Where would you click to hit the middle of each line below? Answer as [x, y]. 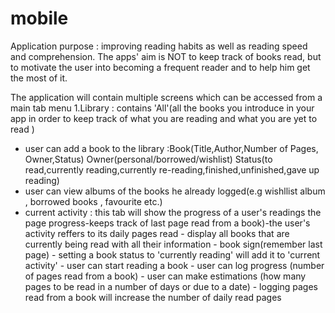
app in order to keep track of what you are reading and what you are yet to [164, 118]
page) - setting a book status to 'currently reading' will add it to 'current [172, 254]
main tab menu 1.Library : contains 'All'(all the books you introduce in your [162, 108]
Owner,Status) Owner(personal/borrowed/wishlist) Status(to [148, 159]
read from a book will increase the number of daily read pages [153, 297]
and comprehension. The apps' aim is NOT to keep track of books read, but [166, 56]
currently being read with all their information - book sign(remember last [173, 244]
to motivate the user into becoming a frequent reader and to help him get [160, 67]
